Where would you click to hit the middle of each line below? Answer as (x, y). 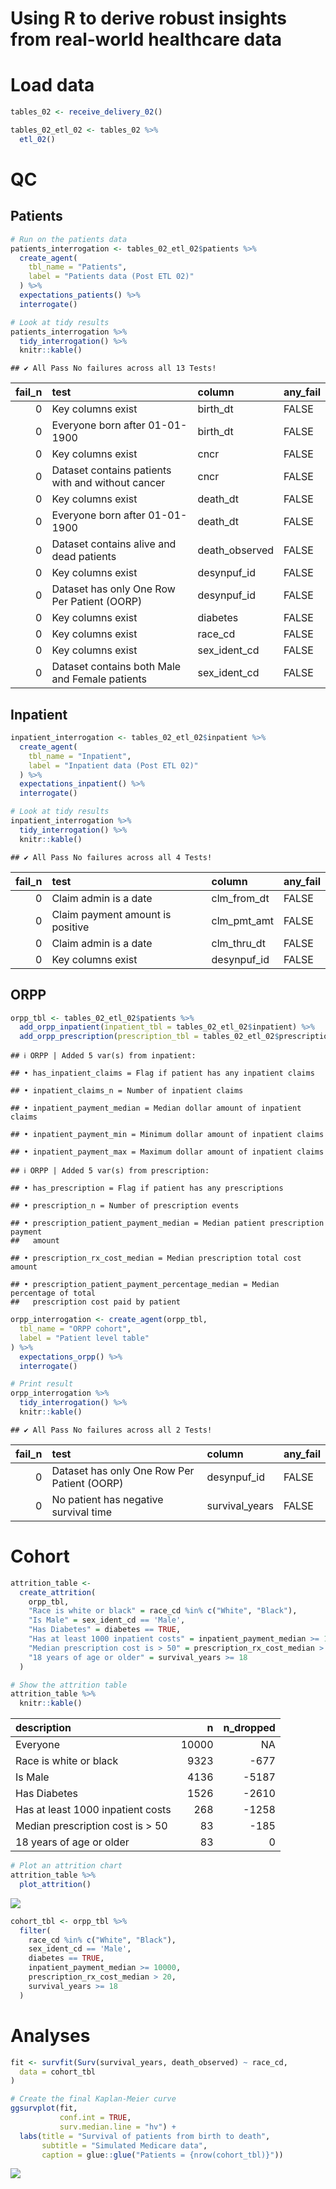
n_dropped (249, 1728)
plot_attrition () (55, 1884)
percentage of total (53, 1293)
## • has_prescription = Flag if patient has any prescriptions (147, 1188)
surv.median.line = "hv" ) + (118, 2127)
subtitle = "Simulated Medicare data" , (124, 2145)
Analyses (50, 2035)
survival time (81, 1512)
